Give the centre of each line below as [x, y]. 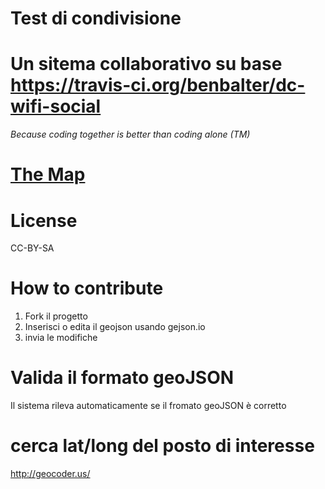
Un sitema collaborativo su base [146, 64]
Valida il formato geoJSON [122, 378]
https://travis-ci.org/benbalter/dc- [158, 85]
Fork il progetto [56, 316]
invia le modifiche [61, 338]
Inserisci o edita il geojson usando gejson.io [115, 327]
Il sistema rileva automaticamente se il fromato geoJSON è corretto [148, 406]
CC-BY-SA [32, 248]
